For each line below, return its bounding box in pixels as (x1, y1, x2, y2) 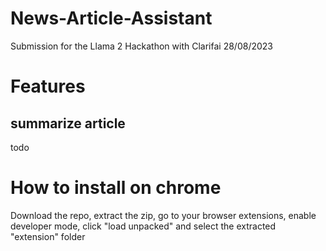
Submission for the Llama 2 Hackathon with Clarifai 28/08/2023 (10, 40, 273, 52)
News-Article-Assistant (10, 7, 213, 30)
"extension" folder (10, 230, 86, 242)
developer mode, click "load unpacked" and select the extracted (10, 220, 277, 232)
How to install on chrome (10, 177, 222, 199)
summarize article (10, 115, 126, 132)
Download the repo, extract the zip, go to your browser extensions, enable (10, 209, 317, 221)
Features (10, 75, 86, 98)
